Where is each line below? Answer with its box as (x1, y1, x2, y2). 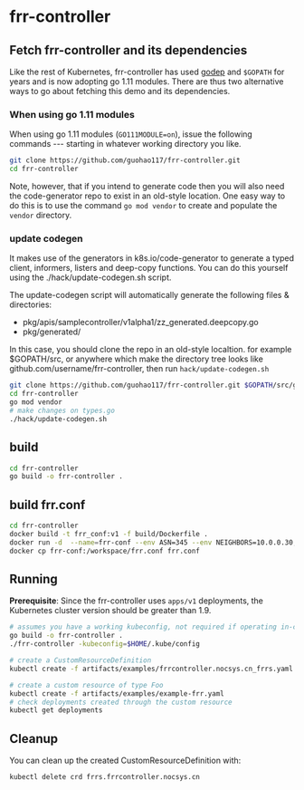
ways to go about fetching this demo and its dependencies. (9, 86, 231, 96)
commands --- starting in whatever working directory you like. (9, 139, 242, 149)
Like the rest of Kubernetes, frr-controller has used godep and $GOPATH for (9, 66, 285, 77)
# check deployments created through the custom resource (9, 698, 233, 707)
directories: (9, 299, 52, 310)
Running (9, 571, 59, 586)
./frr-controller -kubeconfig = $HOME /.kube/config (9, 640, 201, 649)
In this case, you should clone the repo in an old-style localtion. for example (9, 344, 292, 355)
